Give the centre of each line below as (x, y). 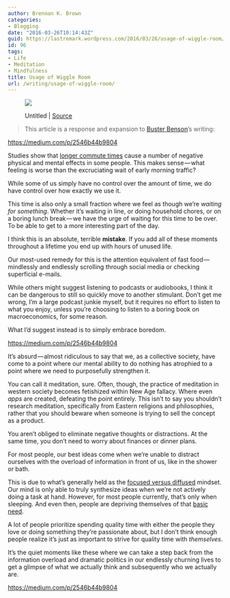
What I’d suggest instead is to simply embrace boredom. (87, 330)
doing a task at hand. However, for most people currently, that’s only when (112, 497)
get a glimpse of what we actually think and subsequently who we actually (112, 567)
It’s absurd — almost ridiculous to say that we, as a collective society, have (112, 356)
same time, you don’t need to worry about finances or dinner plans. (102, 441)
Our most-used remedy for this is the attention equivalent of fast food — (109, 260)
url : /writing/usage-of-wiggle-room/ (61, 84)
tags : (15, 52)
